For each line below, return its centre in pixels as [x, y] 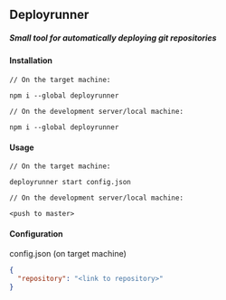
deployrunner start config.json [70, 183]
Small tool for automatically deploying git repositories [113, 37]
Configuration [36, 233]
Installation [31, 61]
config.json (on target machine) [68, 254]
